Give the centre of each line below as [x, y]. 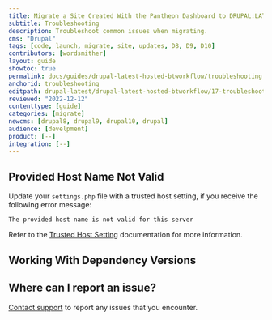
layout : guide [32, 62]
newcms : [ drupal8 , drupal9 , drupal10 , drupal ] [88, 122]
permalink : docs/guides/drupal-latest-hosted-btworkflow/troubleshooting [136, 76]
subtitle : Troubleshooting [54, 23]
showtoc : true [32, 69]
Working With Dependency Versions [102, 260]
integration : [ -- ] [39, 144]
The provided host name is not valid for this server [101, 220]
